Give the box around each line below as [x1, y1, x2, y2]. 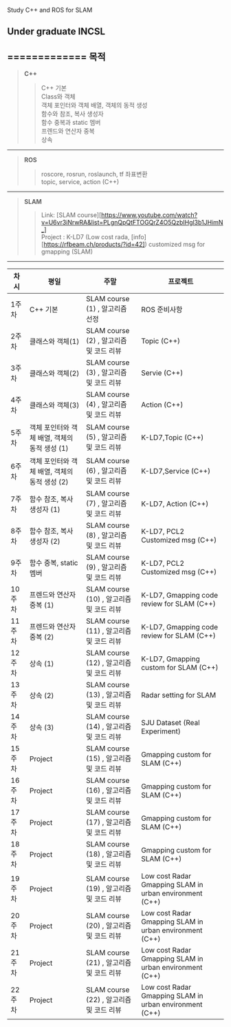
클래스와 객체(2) [29, 369, 80, 378]
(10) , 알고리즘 [85, 594, 132, 604]
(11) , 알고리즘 [85, 627, 132, 636]
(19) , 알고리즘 [85, 884, 132, 893]
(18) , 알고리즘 [85, 849, 132, 859]
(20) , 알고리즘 [85, 921, 132, 931]
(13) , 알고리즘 [85, 690, 132, 700]
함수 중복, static [29, 558, 78, 568]
